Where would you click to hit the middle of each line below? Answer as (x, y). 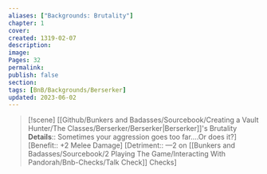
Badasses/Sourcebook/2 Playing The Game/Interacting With (126, 154)
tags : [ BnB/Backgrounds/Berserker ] (67, 90)
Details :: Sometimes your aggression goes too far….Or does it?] (132, 137)
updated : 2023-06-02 (43, 97)
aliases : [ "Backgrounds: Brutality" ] (71, 16)
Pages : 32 (25, 61)
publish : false (33, 75)
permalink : (26, 68)
